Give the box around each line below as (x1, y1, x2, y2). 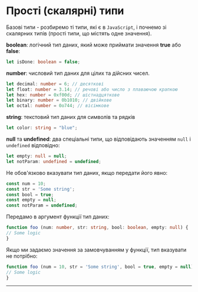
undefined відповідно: (6, 142, 60, 149)
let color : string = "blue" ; (6, 125, 78, 131)
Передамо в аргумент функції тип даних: (6, 213, 110, 220)
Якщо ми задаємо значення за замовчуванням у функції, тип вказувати (6, 246, 187, 253)
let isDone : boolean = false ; (6, 59, 81, 65)
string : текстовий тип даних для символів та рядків (6, 114, 136, 121)
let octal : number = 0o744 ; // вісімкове (6, 103, 110, 109)
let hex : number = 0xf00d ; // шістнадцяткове (6, 92, 120, 98)
